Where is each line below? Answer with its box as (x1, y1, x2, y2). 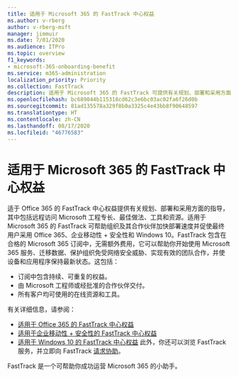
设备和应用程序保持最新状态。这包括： (7, 257, 119, 266)
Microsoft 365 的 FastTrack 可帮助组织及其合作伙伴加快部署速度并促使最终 (7, 222, 225, 230)
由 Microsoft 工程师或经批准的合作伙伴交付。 (17, 281, 149, 290)
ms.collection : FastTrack (7, 83, 84, 90)
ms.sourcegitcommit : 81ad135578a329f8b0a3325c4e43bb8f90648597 (7, 103, 198, 110)
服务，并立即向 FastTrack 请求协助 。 (17, 347, 125, 355)
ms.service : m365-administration (7, 69, 106, 77)
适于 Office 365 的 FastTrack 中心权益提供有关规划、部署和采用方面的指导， (7, 204, 229, 213)
